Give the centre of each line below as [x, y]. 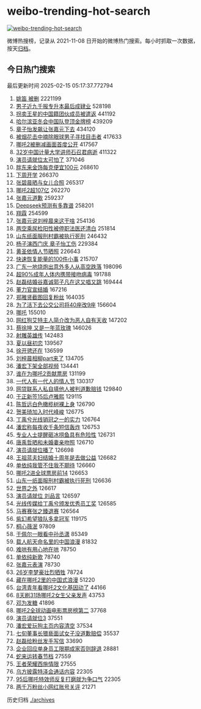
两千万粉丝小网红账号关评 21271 [56, 686]
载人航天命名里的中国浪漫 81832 [56, 542]
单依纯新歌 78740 [38, 557]
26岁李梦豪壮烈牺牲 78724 [49, 572]
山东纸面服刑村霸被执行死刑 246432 [61, 236]
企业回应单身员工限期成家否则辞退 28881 [67, 648]
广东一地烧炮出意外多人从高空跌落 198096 [69, 266]
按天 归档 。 [20, 48]
